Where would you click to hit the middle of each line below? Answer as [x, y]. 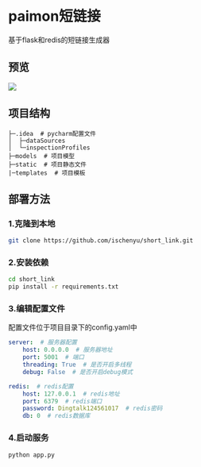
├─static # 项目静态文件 [48, 164]
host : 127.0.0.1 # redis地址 [72, 394]
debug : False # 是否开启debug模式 [78, 372]
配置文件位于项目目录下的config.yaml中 [73, 327]
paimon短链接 [54, 16]
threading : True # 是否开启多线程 [77, 365]
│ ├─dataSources [37, 141]
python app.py [32, 455]
